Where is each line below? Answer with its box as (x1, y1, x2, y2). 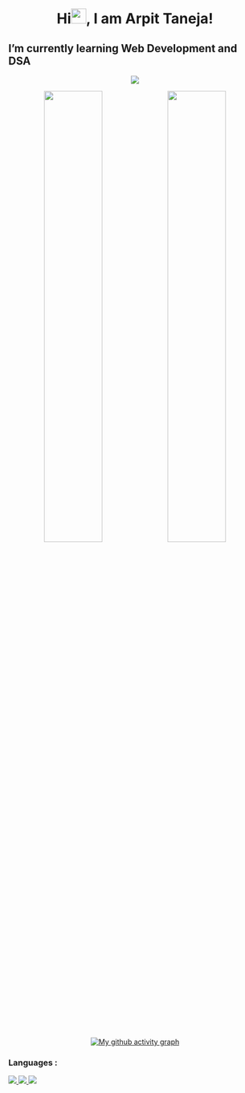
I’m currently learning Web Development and (8, 41, 238, 55)
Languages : (8, 1057, 58, 1068)
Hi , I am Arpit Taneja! (56, 10, 214, 28)
